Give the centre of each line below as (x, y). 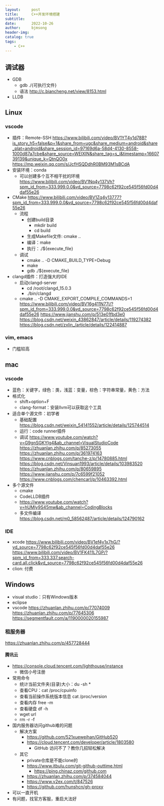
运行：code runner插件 (43, 431)
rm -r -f (27, 719)
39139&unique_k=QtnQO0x (40, 159)
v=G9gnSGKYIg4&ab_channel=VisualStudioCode (69, 443)
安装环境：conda (29, 170)
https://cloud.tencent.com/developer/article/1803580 (81, 742)
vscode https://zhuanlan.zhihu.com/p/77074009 (61, 608)
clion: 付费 (23, 569)
